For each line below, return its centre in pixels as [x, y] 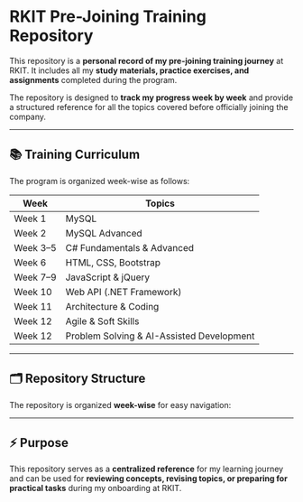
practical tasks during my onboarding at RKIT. [96, 488]
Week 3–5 [35, 247]
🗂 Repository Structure [78, 379]
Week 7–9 [35, 277]
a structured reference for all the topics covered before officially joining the [149, 107]
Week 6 [30, 262]
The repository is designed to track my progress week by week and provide [151, 98]
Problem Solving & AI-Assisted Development [160, 336]
